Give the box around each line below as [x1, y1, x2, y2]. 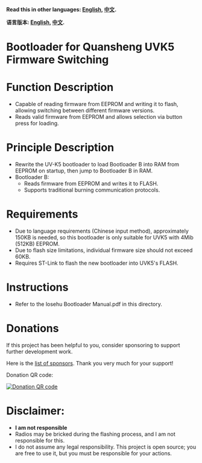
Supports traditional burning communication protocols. [24, 186, 160, 194]
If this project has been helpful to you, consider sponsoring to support [6, 341, 180, 348]
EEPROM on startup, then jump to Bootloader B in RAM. [14, 167, 153, 174]
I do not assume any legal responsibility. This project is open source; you [14, 443, 197, 450]
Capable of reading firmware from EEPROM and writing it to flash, [14, 101, 179, 108]
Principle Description [6, 141, 115, 154]
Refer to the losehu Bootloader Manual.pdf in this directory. [14, 300, 163, 307]
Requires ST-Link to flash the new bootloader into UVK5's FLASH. [14, 259, 179, 266]
